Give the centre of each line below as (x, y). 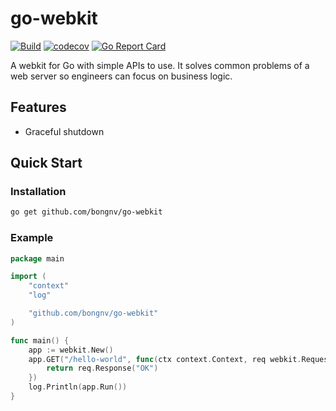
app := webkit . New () (71, 350)
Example (32, 238)
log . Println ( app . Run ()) (78, 387)
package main (37, 258)
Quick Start (46, 163)
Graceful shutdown (64, 131)
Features (38, 107)
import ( (28, 277)
